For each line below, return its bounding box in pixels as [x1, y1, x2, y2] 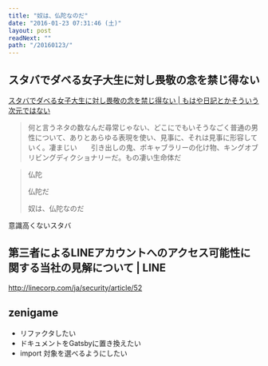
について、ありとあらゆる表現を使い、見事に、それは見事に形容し [34, 133, 251, 142]
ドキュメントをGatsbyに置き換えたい [19, 338, 142, 348]
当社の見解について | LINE [39, 261, 166, 275]
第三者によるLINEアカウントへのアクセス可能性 [8, 246, 241, 260]
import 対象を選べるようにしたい [19, 348, 128, 358]
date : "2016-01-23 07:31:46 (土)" [8, 19, 122, 27]
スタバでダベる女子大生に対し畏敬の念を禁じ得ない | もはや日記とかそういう [8, 95, 259, 105]
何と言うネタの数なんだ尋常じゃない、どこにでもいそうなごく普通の [27, 122, 252, 132]
